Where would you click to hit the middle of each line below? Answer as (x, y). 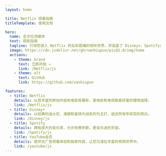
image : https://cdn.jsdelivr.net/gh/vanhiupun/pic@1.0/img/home (77, 50)
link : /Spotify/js (33, 132)
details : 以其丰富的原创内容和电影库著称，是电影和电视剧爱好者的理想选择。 (83, 100)
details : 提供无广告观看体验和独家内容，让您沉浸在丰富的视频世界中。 (77, 141)
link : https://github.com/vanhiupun (56, 82)
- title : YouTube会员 (31, 137)
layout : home (19, 10)
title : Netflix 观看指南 (29, 18)
